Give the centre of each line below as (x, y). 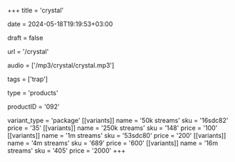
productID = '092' (33, 107)
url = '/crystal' (28, 52)
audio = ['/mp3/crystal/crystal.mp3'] (61, 65)
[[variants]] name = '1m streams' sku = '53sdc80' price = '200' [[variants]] (117, 135)
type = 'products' (33, 93)
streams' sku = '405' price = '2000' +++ (67, 151)
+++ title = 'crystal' (36, 10)
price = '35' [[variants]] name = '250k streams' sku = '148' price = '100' (113, 128)
